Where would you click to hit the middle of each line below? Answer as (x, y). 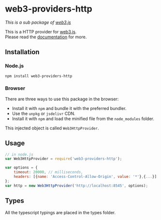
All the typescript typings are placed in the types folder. (60, 212)
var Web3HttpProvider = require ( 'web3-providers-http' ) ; (64, 159)
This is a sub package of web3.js (38, 22)
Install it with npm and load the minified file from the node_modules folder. (83, 118)
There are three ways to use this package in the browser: (62, 99)
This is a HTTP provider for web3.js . (41, 31)
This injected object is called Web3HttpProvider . (52, 128)
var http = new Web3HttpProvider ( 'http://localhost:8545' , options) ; (77, 186)
